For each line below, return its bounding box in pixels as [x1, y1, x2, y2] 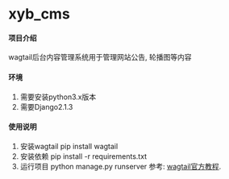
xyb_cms [8, 5, 70, 23]
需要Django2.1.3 [19, 102, 73, 111]
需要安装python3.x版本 [19, 92, 97, 102]
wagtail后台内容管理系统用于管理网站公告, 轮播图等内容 [8, 52, 192, 62]
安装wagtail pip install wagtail [19, 141, 119, 151]
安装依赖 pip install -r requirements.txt [19, 151, 148, 161]
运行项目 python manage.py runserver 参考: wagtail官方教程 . [19, 161, 222, 171]
